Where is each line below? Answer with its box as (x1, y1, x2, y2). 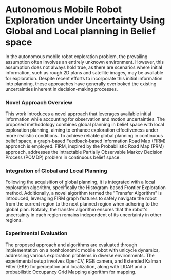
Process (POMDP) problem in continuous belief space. (5, 154, 121, 160)
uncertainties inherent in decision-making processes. (5, 86, 118, 92)
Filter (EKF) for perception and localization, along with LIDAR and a (5, 263, 146, 269)
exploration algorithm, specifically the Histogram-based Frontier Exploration (5, 184, 166, 191)
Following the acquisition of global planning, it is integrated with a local (5, 179, 155, 185)
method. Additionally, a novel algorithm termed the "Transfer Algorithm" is (5, 190, 162, 196)
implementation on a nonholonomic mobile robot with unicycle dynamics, (5, 247, 160, 253)
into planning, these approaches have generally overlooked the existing (5, 81, 157, 87)
